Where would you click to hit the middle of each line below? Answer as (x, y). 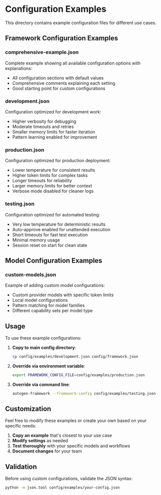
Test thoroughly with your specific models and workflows (71, 446)
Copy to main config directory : (44, 348)
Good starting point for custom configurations (59, 88)
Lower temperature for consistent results (54, 170)
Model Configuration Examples (54, 261)
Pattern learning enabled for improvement (55, 137)
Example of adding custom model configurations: (55, 285)
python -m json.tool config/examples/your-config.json (63, 488)
